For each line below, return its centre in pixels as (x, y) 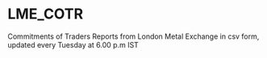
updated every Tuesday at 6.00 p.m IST (73, 44)
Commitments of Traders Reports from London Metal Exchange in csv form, (133, 36)
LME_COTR (46, 14)
